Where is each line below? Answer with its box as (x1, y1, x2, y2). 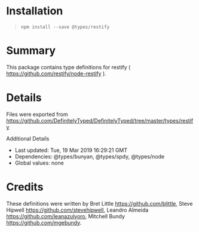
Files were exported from (6, 111, 68, 118)
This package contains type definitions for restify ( (6, 63, 131, 71)
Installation (6, 4, 63, 18)
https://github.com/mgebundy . (6, 219, 82, 226)
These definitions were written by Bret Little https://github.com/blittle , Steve (6, 200, 193, 207)
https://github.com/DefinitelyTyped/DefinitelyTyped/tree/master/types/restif (6, 117, 194, 124)
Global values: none (14, 159, 64, 166)
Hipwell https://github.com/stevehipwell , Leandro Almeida (6, 206, 149, 213)
